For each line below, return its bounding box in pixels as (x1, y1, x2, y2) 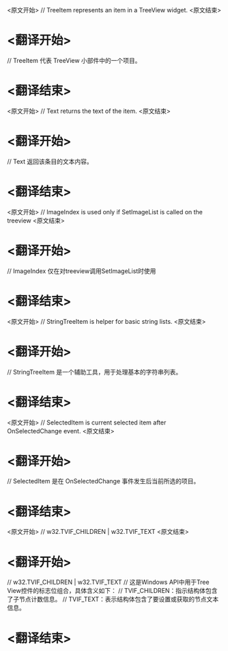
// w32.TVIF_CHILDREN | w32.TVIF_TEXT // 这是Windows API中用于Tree (7, 578, 210, 587)
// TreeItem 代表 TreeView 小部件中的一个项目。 (7, 56, 141, 64)
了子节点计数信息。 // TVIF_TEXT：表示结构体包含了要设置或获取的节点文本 (7, 595, 219, 604)
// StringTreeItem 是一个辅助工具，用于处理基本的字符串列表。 (7, 368, 182, 376)
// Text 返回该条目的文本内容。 (7, 157, 94, 166)
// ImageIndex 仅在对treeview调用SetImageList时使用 (7, 266, 156, 275)
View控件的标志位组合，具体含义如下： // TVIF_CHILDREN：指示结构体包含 (7, 587, 218, 595)
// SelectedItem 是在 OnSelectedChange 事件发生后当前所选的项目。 (7, 477, 200, 485)
